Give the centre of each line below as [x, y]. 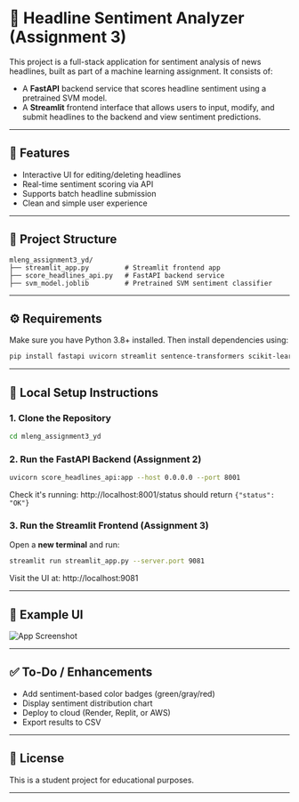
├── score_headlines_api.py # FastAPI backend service [117, 275]
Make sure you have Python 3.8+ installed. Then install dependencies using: [149, 340]
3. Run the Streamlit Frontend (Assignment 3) [109, 525]
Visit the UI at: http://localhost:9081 [74, 579]
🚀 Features [40, 154]
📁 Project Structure [63, 239]
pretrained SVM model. [65, 98]
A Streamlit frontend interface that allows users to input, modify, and [148, 107]
